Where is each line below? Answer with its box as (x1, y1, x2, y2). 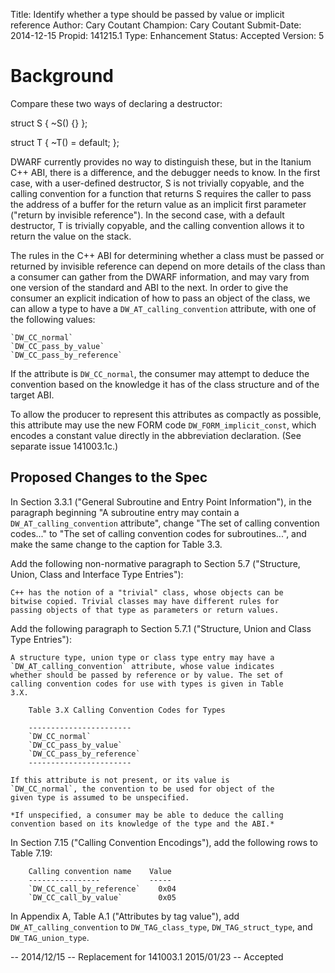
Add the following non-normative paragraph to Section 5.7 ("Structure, (10, 557, 301, 569)
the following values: (10, 313, 96, 325)
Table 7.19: (10, 847, 53, 859)
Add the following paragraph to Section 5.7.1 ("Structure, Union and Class (10, 622, 312, 634)
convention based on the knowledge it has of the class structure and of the (10, 378, 320, 390)
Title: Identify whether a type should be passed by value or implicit (10, 9, 285, 20)
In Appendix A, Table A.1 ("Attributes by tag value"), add (10, 910, 240, 922)
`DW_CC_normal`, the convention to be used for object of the (10, 784, 275, 794)
